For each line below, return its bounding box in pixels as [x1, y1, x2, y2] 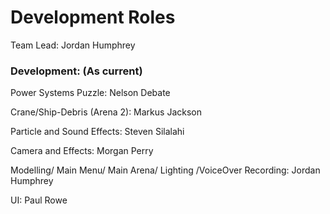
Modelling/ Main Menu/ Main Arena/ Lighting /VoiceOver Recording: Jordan [10, 164, 321, 176]
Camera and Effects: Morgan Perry [10, 145, 154, 157]
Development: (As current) [10, 64, 143, 78]
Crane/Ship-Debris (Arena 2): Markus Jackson [10, 106, 202, 118]
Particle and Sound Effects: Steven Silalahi [10, 126, 185, 138]
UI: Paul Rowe [10, 194, 68, 206]
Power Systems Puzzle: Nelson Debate [10, 87, 171, 99]
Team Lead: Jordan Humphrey [10, 39, 136, 51]
